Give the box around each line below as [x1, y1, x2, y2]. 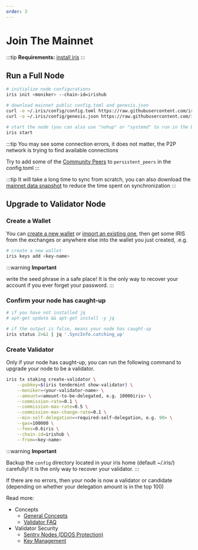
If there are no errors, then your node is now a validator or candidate [6, 476, 173, 484]
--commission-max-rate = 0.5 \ [16, 404, 88, 410]
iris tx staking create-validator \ [6, 377, 96, 382]
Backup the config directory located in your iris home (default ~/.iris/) [6, 459, 175, 466]
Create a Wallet [6, 217, 51, 225]
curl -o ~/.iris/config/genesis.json [6, 113, 99, 119]
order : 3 [6, 8, 28, 15]
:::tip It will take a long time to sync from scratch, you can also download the [6, 175, 191, 183]
